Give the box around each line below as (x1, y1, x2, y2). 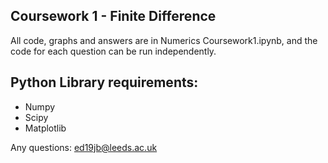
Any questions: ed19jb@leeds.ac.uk (10, 141, 158, 153)
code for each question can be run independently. (10, 45, 217, 57)
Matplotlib (24, 122, 67, 134)
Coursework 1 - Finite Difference (10, 8, 217, 25)
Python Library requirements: (10, 74, 199, 91)
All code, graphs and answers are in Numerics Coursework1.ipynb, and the (10, 34, 318, 46)
